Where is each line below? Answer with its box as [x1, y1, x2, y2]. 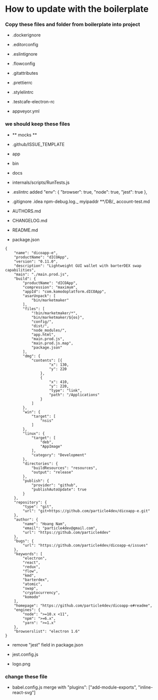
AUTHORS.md [12, 208, 41, 214]
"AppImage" [40, 444, 63, 449]
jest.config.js [12, 651, 38, 657]
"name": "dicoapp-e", [14, 250, 58, 255]
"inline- [138, 684, 153, 690]
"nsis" [40, 418, 54, 423]
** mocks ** [12, 132, 37, 138]
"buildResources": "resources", [31, 466, 98, 470]
